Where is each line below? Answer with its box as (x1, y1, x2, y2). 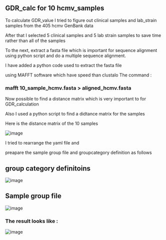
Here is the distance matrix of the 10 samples (5, 120, 98, 126)
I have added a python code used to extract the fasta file (5, 62, 122, 68)
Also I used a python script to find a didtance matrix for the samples (5, 111, 145, 117)
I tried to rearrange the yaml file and (5, 140, 79, 146)
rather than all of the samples (5, 37, 66, 43)
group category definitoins (5, 164, 91, 172)
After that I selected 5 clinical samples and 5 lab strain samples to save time (5, 32, 161, 38)
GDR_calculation (5, 101, 39, 107)
